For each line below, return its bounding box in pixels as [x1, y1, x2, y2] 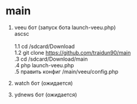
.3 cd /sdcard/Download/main [14, 55, 88, 62]
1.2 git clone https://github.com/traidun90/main [14, 49, 131, 56]
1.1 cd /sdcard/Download [14, 43, 75, 50]
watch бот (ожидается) [14, 79, 73, 87]
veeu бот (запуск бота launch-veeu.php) [14, 24, 116, 31]
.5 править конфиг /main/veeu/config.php [14, 68, 119, 75]
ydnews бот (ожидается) [14, 91, 77, 98]
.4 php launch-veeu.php [14, 61, 74, 69]
